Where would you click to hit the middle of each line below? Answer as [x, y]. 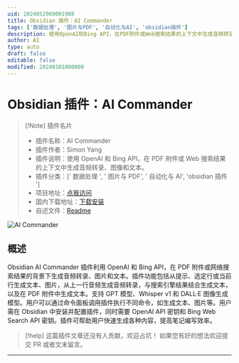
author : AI [23, 41]
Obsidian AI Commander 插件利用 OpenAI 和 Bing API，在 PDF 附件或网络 [115, 267]
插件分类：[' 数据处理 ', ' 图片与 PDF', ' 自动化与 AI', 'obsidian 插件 [131, 176]
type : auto [23, 47]
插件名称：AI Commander [73, 140]
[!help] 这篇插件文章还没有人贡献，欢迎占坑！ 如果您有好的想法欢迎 [123, 336]
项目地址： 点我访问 [64, 192]
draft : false [27, 54]
